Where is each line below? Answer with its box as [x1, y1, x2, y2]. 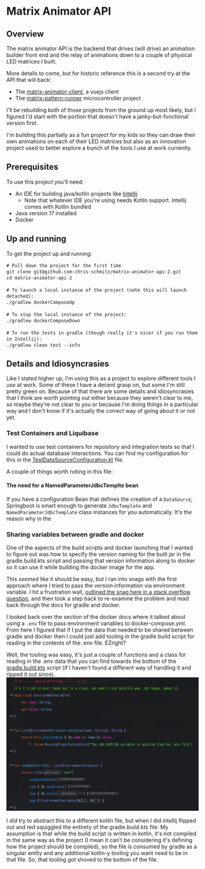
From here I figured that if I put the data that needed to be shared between [6, 626, 193, 634]
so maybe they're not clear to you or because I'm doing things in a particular [6, 401, 199, 408]
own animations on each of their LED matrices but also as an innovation [6, 138, 186, 145]
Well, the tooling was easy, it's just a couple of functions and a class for [6, 651, 186, 659]
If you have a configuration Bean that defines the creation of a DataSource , [6, 495, 193, 503]
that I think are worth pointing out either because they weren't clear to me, [6, 394, 193, 402]
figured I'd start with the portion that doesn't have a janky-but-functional [6, 113, 189, 120]
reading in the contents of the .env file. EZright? [6, 639, 126, 646]
